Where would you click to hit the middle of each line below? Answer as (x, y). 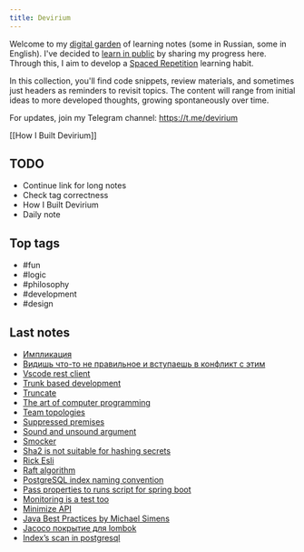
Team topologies (54, 412)
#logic (34, 275)
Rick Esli (38, 461)
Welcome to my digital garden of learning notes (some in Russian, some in (148, 44)
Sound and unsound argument (79, 432)
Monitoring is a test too (66, 499)
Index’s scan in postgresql (71, 538)
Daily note (41, 215)
